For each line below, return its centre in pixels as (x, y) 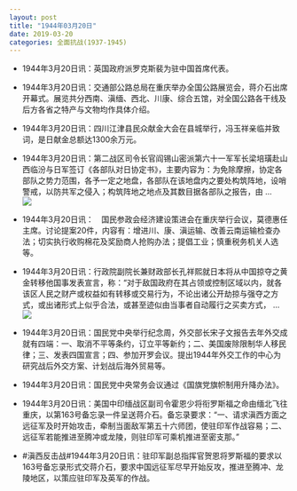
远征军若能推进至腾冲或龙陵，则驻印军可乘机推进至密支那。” (130, 437)
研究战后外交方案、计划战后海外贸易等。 (96, 366)
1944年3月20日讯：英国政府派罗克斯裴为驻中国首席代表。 (128, 68)
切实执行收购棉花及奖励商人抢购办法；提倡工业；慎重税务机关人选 (158, 242)
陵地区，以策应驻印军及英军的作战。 (88, 478)
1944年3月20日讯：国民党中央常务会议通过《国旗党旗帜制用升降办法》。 (153, 385)
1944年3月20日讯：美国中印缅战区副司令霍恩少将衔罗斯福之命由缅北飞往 (155, 404)
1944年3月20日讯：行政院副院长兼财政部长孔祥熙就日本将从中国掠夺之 (151, 272)
